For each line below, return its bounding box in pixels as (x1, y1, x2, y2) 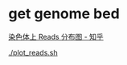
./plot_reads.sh (8, 48, 58, 57)
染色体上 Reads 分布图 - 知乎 (8, 32, 104, 41)
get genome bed (8, 5, 121, 23)
